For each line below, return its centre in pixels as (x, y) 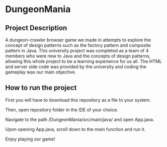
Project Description (36, 28)
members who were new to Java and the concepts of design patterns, (78, 56)
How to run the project (41, 88)
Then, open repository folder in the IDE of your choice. (62, 110)
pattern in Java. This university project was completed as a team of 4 (77, 51)
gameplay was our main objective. (41, 72)
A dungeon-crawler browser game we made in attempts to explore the (78, 40)
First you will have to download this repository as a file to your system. (78, 100)
